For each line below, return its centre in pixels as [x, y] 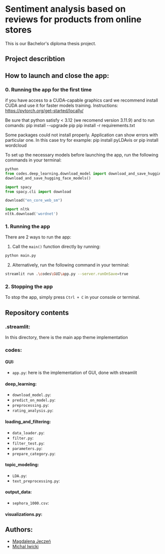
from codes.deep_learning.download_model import [56, 173]
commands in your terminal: [33, 160]
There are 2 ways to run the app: [38, 237]
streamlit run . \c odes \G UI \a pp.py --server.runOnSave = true [67, 274]
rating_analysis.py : [33, 410]
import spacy [18, 187]
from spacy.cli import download [38, 192]
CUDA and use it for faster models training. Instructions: [62, 106]
